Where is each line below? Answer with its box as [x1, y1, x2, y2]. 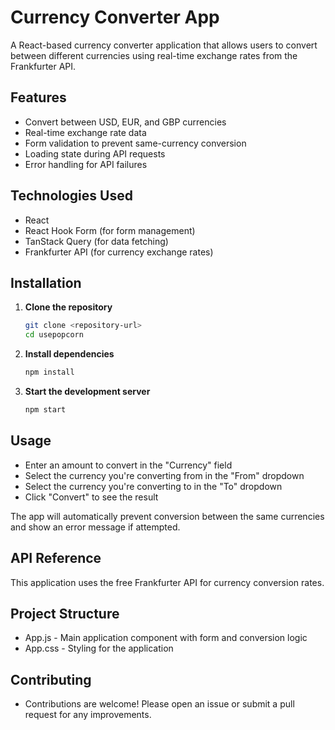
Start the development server [24, 386, 151, 397]
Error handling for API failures [24, 158, 148, 170]
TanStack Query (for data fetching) [24, 235, 169, 247]
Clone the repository [24, 301, 113, 313]
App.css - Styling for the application [24, 642, 174, 655]
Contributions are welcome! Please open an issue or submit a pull [24, 698, 295, 710]
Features [10, 89, 67, 106]
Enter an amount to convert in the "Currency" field [24, 459, 233, 471]
